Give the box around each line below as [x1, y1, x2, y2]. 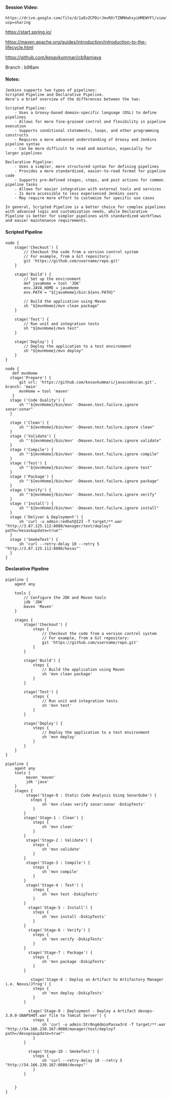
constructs [5, 132, 29, 138]
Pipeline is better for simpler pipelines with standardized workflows [5, 214, 161, 219]
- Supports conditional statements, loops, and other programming [14, 128, 159, 134]
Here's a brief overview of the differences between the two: [5, 97, 141, 102]
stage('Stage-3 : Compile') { [26, 860, 91, 865]
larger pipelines [5, 150, 42, 156]
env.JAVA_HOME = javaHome [24, 285, 79, 290]
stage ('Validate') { [10, 433, 56, 439]
